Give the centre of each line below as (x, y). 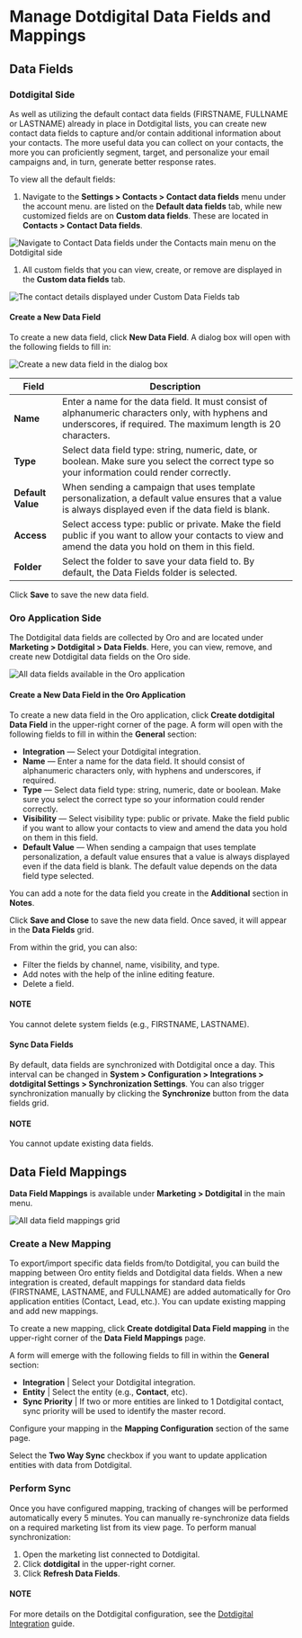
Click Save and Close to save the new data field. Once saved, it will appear (148, 920)
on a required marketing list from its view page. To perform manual (133, 1527)
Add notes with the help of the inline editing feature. (119, 974)
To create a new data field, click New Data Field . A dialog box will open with (150, 337)
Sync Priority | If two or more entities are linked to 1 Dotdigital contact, (153, 1401)
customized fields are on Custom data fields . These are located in (145, 215)
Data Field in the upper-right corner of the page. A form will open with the (146, 724)
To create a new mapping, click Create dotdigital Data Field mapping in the (149, 1329)
